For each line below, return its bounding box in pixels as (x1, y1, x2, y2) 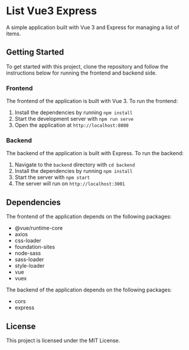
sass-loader (14, 256, 44, 263)
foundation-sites (14, 243, 55, 251)
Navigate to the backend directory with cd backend (14, 161, 135, 168)
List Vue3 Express (6, 4, 97, 18)
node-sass (14, 250, 41, 257)
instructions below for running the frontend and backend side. (6, 69, 157, 76)
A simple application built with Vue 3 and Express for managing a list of (6, 24, 180, 31)
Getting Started (6, 47, 64, 57)
